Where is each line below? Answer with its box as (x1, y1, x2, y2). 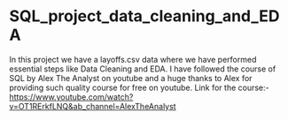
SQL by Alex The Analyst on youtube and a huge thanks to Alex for (9, 72, 253, 83)
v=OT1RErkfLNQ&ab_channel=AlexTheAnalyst (9, 101, 176, 111)
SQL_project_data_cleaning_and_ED (9, 6, 281, 26)
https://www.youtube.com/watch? (9, 91, 134, 102)
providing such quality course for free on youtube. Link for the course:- (9, 82, 269, 93)
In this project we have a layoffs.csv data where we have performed (9, 54, 257, 64)
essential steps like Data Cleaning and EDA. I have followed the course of (9, 64, 276, 74)
